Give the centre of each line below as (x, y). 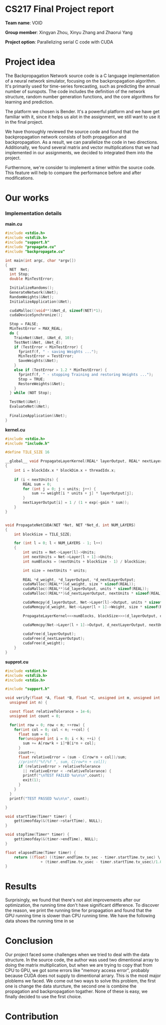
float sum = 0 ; (34, 734)
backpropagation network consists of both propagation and (66, 136)
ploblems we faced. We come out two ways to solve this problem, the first (81, 981)
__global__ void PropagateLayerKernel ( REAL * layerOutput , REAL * (73, 461)
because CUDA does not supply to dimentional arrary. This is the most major (83, 976)
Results (21, 886)
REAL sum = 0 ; (37, 484)
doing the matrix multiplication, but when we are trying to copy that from (79, 965)
